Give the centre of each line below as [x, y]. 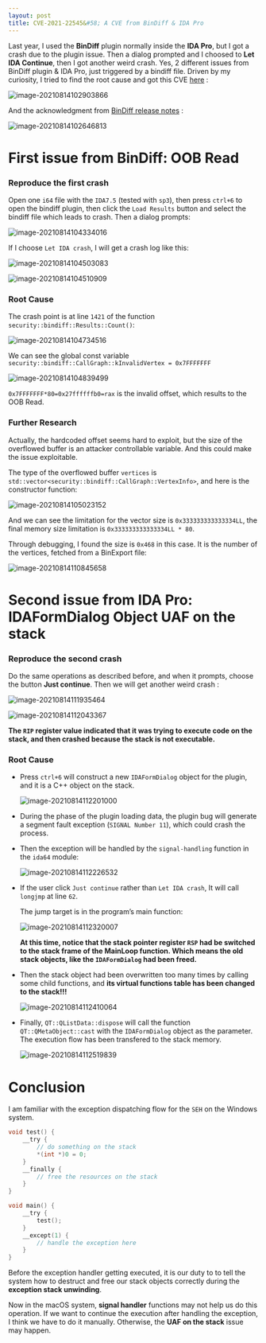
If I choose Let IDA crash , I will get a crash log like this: [98, 247]
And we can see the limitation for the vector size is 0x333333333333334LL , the [133, 520]
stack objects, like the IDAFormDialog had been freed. [108, 960]
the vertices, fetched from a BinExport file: [77, 552]
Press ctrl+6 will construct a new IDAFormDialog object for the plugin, [133, 777]
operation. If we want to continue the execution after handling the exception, [133, 1314]
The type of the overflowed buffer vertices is [83, 472]
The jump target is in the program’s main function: [101, 912]
